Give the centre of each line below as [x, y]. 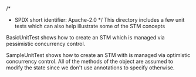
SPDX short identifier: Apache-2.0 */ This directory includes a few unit [99, 20]
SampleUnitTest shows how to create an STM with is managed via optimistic [98, 55]
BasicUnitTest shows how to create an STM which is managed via [86, 37]
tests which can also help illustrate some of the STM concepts [90, 26]
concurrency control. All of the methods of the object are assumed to [90, 61]
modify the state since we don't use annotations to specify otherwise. [90, 68]
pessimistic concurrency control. [46, 44]
